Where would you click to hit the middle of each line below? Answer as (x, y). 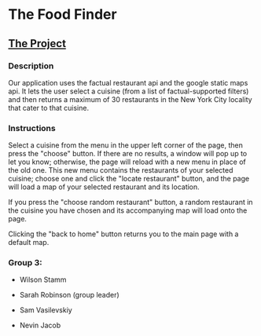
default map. (29, 243)
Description (31, 66)
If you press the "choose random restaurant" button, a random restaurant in (130, 203)
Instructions (32, 128)
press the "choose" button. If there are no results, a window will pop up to (128, 154)
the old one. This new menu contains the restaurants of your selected (121, 170)
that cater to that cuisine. (48, 108)
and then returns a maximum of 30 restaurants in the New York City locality (130, 99)
